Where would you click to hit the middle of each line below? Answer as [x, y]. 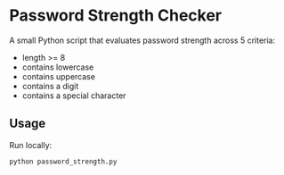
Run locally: [31, 145]
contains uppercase [59, 76]
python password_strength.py [63, 162]
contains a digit [50, 86]
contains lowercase [58, 67]
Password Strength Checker [116, 16]
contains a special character [74, 96]
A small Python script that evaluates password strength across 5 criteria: [142, 40]
